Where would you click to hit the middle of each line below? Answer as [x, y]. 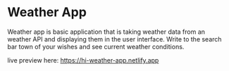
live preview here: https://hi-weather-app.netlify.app [83, 60]
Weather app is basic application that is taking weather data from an [106, 32]
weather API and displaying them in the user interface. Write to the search [114, 39]
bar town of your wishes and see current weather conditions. [96, 46]
